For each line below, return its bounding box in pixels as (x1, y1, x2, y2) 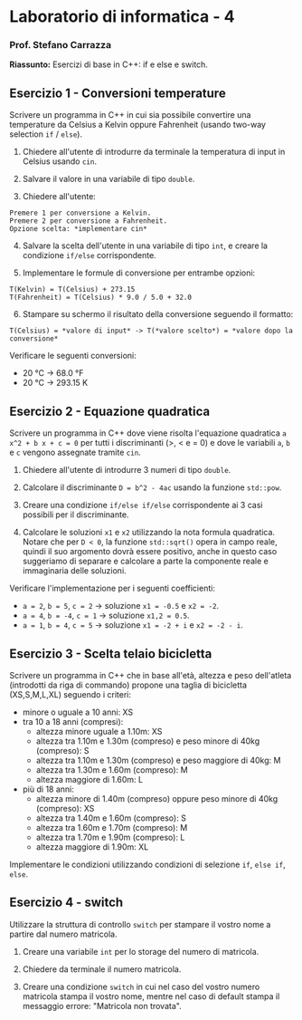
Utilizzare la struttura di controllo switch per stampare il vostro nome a (9, 919, 271, 929)
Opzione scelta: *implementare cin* (9, 225, 147, 234)
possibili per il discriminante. (22, 509, 129, 520)
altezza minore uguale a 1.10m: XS (35, 726, 163, 736)
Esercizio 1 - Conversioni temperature (9, 85, 226, 101)
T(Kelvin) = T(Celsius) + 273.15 (9, 285, 136, 294)
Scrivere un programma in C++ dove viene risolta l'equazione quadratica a (9, 428, 287, 438)
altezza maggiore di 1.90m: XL (35, 841, 149, 852)
